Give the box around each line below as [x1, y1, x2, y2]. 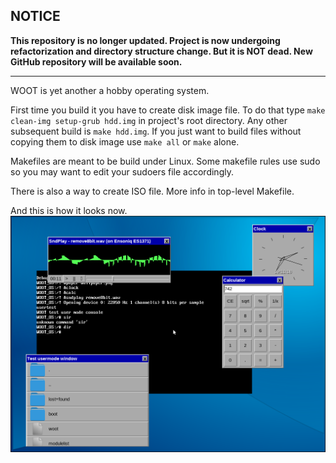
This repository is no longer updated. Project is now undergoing [10, 34, 281, 46]
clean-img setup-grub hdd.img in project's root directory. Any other [10, 114, 288, 126]
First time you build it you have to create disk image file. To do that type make [10, 104, 326, 116]
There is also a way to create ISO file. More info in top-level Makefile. [10, 185, 295, 197]
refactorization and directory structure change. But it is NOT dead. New [10, 45, 313, 57]
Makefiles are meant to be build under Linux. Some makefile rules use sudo [10, 155, 321, 167]
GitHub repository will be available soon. [10, 55, 183, 68]
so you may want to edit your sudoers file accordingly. [10, 165, 234, 178]
